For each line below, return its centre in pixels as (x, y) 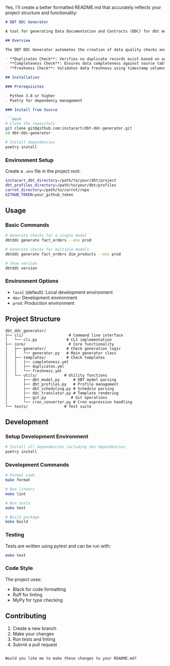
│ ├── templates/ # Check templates (55, 357)
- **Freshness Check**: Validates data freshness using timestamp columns (86, 68)
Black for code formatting (39, 589)
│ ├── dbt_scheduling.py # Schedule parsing (60, 389)
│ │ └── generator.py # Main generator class (61, 353)
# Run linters (20, 489)
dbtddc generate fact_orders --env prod (49, 240)
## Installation (22, 78)
